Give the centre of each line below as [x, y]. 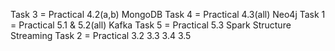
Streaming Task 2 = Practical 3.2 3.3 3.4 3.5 [101, 35]
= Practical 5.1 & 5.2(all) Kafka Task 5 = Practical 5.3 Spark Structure [151, 25]
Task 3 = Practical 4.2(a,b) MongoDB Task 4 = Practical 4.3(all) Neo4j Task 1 [168, 14]
